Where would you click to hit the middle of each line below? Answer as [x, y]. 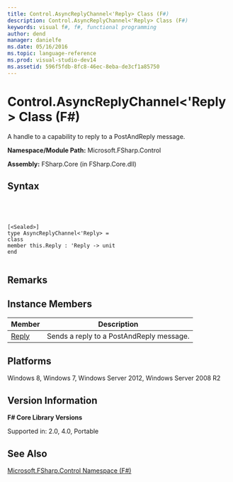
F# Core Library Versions [45, 417]
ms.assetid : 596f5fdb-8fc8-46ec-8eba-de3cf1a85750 [84, 67]
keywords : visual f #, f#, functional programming [82, 27]
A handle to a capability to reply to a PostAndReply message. [96, 136]
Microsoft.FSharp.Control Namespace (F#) [69, 471]
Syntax [23, 186]
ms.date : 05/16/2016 [38, 47]
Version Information [52, 400]
